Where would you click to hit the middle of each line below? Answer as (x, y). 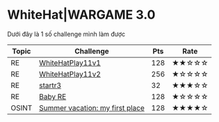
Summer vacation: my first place (92, 107)
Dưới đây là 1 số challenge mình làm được (66, 34)
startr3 (50, 85)
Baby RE (53, 96)
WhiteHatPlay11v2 (70, 74)
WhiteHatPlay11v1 (70, 62)
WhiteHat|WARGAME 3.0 (81, 15)
